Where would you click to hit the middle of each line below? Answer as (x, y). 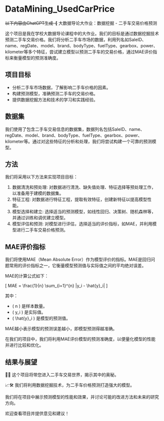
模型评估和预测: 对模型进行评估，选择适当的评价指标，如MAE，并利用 (82, 224)
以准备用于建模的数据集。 (38, 193)
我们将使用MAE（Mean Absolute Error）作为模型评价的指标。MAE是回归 (78, 260)
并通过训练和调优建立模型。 (40, 218)
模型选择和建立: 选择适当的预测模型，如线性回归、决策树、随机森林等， (84, 212)
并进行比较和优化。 (24, 345)
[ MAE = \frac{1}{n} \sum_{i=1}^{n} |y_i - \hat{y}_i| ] (56, 286)
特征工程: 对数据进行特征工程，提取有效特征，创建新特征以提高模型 (80, 200)
